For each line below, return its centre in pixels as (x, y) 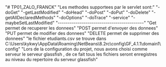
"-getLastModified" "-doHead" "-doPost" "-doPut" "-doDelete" (85, 12)
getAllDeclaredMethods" (30, 17)
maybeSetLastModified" (30, 23)
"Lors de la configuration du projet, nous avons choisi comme (84, 49)
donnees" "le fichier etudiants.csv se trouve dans (56, 38)
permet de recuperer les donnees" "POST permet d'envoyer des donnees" (82, 28)
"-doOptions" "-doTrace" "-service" (93, 17)
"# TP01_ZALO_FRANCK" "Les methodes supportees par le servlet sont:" (80, 7)
